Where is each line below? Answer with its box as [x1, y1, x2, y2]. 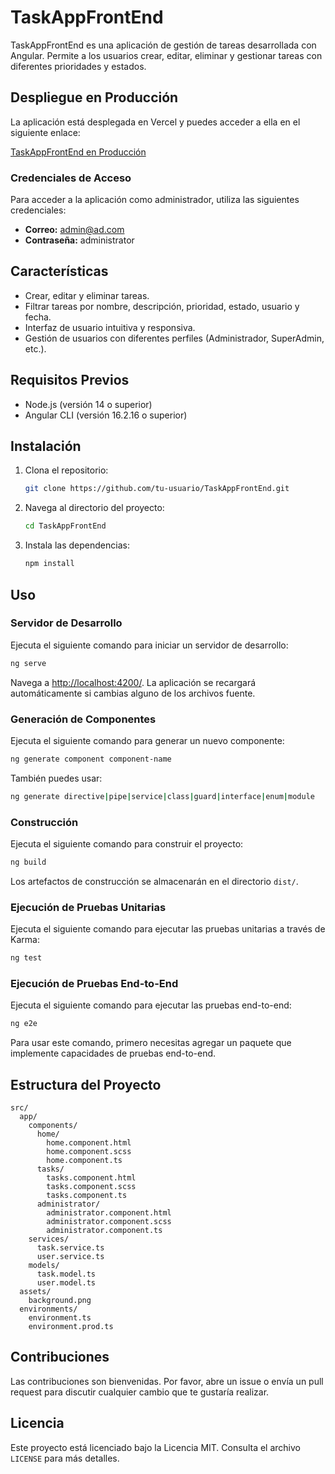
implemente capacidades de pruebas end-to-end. [10, 1047, 217, 1060]
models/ [28, 1261, 60, 1271]
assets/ [19, 1287, 52, 1297]
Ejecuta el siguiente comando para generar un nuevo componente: [10, 734, 285, 746]
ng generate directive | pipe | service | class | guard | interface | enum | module [10, 791, 315, 801]
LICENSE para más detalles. [10, 1452, 120, 1464]
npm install [24, 559, 75, 569]
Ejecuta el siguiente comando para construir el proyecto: [10, 838, 244, 850]
